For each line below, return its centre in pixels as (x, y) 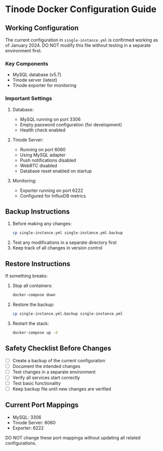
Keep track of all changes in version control (57, 248)
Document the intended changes (46, 366)
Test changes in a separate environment (54, 372)
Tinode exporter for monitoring (44, 85)
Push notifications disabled (48, 160)
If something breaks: (27, 276)
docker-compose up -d (35, 333)
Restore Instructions (38, 264)
